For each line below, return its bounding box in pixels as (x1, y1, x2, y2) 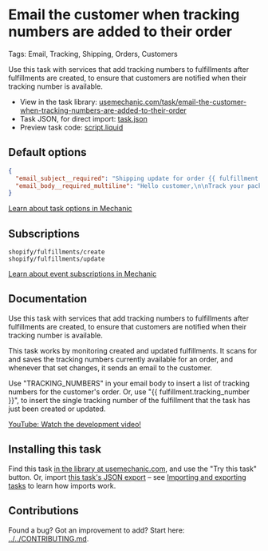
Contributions (8, 504, 79, 517)
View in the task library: (19, 97, 98, 106)
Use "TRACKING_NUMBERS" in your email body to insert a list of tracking (8, 378, 250, 388)
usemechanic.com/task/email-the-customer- (99, 97, 247, 106)
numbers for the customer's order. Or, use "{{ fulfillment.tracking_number (8, 386, 250, 397)
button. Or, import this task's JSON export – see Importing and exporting (8, 472, 246, 481)
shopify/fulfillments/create (8, 248, 105, 257)
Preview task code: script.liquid (19, 122, 124, 132)
